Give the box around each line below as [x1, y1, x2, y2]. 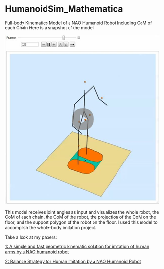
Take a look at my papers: [5, 234, 57, 240]
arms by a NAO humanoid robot [5, 249, 69, 255]
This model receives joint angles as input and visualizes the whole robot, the [5, 209, 159, 215]
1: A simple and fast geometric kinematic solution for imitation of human [5, 243, 150, 249]
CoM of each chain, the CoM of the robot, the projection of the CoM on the [5, 214, 156, 220]
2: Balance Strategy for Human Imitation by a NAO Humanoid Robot [5, 258, 141, 264]
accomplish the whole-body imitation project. [5, 224, 97, 230]
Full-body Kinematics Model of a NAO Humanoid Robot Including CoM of [5, 20, 152, 26]
